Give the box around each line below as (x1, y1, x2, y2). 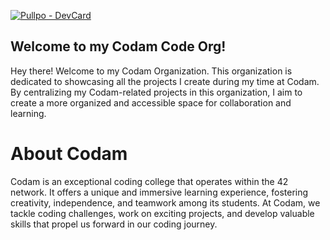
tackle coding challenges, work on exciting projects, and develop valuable (10, 207, 315, 219)
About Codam (10, 143, 128, 165)
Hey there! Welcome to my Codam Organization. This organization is (10, 65, 293, 77)
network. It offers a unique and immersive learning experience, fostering (10, 186, 309, 198)
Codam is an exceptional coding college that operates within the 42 (10, 175, 289, 187)
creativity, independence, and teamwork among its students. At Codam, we (10, 196, 321, 209)
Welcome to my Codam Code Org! (10, 38, 227, 55)
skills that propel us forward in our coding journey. (10, 218, 218, 230)
